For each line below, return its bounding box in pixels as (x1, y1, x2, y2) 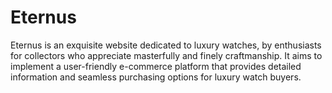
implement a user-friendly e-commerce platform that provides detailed (10, 60, 302, 72)
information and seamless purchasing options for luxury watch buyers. (10, 71, 302, 83)
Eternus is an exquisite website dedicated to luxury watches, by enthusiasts (10, 39, 322, 51)
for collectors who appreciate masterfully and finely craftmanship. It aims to (10, 49, 323, 61)
